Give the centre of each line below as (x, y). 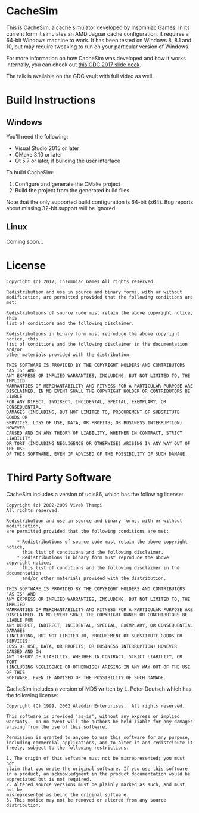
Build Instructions (51, 100)
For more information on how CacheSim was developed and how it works (96, 58)
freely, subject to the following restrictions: (68, 748)
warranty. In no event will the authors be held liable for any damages (100, 722)
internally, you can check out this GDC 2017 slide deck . (74, 65)
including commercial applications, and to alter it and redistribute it (100, 743)
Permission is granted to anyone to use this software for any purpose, (98, 737)
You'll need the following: (37, 136)
